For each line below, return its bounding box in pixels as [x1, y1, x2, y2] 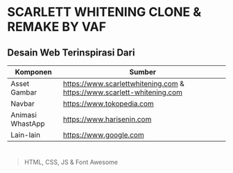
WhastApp [10, 119, 45, 129]
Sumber [129, 67, 156, 76]
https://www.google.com [62, 130, 144, 140]
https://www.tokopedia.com [62, 99, 154, 108]
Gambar [10, 88, 37, 97]
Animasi [10, 110, 37, 120]
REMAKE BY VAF [7, 19, 106, 35]
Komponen [15, 67, 52, 76]
